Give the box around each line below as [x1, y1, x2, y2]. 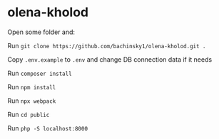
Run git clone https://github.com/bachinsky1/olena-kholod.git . [7, 41, 206, 50]
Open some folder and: [7, 28, 76, 36]
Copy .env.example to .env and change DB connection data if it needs [7, 55, 213, 64]
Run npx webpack [7, 96, 56, 105]
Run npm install [7, 82, 56, 91]
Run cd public [7, 110, 50, 118]
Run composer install [7, 69, 73, 77]
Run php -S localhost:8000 [7, 123, 88, 132]
